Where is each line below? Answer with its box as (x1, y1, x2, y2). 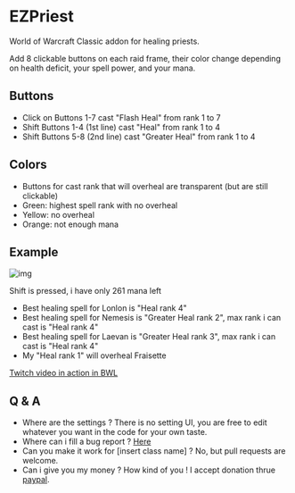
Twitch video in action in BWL (9, 368, 119, 379)
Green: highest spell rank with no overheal (21, 199, 178, 211)
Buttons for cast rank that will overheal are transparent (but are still (21, 180, 269, 191)
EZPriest (9, 6, 74, 27)
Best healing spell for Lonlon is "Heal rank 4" (21, 303, 187, 313)
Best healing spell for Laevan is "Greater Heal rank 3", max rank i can (21, 331, 276, 342)
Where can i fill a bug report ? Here (21, 436, 152, 447)
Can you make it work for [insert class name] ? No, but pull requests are (21, 446, 287, 456)
